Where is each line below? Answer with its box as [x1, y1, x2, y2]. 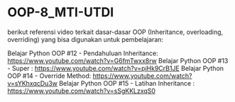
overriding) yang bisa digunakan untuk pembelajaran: [7, 35, 164, 43]
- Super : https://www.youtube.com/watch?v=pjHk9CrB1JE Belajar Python [7, 64, 224, 72]
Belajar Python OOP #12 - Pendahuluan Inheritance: [7, 49, 158, 57]
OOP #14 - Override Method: [7, 72, 92, 80]
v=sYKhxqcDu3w [7, 79, 58, 87]
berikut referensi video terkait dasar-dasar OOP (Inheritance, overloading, [7, 28, 224, 36]
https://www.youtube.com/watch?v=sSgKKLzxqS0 [7, 86, 156, 95]
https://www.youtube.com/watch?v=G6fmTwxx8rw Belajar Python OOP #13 [7, 56, 229, 64]
